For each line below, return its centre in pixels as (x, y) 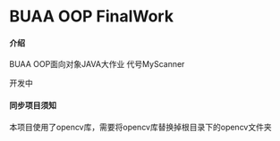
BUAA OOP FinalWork (92, 17)
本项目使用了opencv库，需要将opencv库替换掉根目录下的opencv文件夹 (140, 127)
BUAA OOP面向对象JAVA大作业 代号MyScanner (97, 64)
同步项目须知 (33, 105)
